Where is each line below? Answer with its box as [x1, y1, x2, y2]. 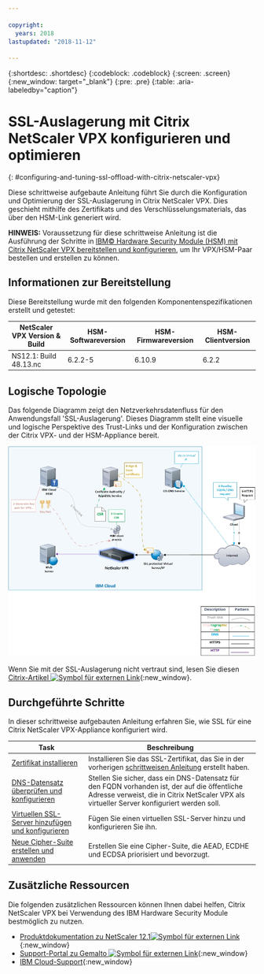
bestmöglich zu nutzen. [8, 916, 85, 926]
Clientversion [204, 335, 251, 344]
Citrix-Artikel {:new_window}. [8, 673, 192, 682]
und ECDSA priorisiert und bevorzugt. [88, 849, 210, 859]
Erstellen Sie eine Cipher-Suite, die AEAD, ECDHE [88, 842, 250, 851]
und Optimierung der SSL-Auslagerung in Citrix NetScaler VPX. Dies [8, 196, 229, 206]
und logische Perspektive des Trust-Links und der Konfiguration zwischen [8, 422, 248, 431]
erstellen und [11, 846, 54, 855]
